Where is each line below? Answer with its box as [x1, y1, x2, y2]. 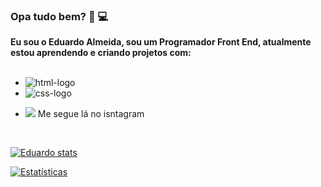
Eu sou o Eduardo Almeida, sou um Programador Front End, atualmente [10, 36, 312, 48]
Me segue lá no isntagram [37, 108, 145, 120]
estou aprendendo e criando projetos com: [10, 47, 192, 59]
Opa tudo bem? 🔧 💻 [10, 9, 109, 23]
